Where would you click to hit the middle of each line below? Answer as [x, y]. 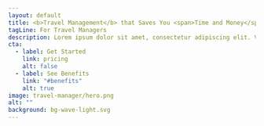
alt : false [40, 67]
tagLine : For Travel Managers [58, 30]
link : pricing [45, 59]
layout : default [35, 15]
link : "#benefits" [52, 81]
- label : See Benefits [52, 74]
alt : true [38, 88]
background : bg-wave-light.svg [59, 110]
